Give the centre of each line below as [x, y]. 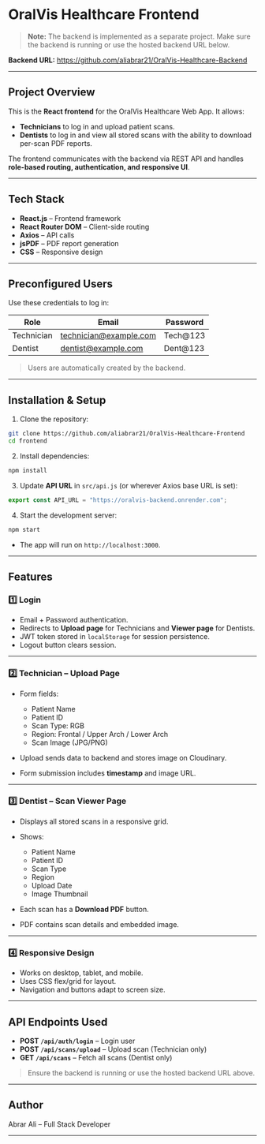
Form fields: [39, 694]
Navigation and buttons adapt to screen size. [92, 990]
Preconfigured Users [60, 284]
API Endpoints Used [58, 1022]
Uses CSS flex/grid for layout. [68, 981]
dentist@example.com [102, 349]
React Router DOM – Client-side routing [84, 226]
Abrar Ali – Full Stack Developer [60, 1124]
